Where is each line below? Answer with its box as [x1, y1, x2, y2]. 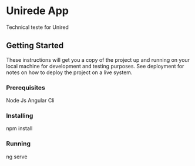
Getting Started [6, 41, 64, 51]
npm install [6, 125, 33, 132]
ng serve [6, 153, 28, 160]
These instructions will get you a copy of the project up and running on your [6, 56, 190, 63]
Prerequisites [6, 84, 45, 92]
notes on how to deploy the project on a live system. [6, 69, 133, 76]
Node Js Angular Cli [6, 97, 55, 104]
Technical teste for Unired [6, 24, 69, 31]
